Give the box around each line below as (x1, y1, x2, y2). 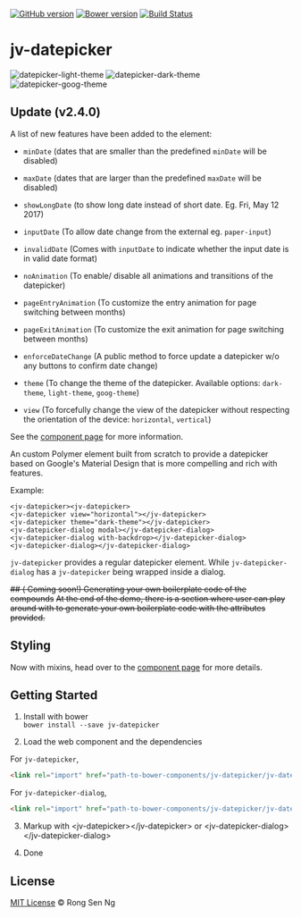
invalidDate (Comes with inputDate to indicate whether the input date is (22, 243, 289, 254)
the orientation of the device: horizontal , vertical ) (22, 414, 212, 425)
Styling (10, 638, 52, 653)
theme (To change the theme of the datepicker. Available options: (22, 377, 261, 388)
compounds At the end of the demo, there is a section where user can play (10, 593, 286, 603)
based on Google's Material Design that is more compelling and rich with (10, 458, 278, 468)
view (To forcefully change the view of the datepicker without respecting (22, 404, 290, 415)
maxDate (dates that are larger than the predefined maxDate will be (22, 172, 262, 183)
